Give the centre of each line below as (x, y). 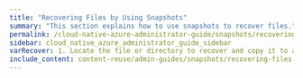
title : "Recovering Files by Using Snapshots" (98, 17)
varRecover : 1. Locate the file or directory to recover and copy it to (149, 51)
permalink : (30, 34)
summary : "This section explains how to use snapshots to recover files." (153, 26)
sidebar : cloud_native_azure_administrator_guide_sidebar (120, 43)
